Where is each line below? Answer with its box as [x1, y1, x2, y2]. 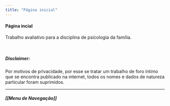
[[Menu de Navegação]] [5, 95, 57, 101]
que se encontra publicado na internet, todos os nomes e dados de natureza [5, 74, 165, 80]
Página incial [5, 23, 33, 29]
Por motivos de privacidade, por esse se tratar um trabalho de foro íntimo [5, 68, 158, 74]
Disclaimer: [5, 56, 30, 62]
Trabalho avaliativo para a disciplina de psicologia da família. [5, 34, 132, 40]
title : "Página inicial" [5, 7, 58, 13]
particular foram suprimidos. [5, 79, 65, 85]
